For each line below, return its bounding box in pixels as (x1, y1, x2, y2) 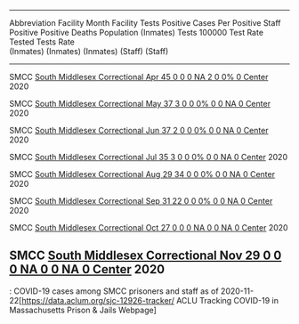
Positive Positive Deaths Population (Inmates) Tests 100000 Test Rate (9, 28, 264, 37)
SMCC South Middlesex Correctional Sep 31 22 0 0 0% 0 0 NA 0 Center (9, 196, 273, 206)
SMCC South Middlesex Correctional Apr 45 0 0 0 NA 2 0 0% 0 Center (9, 72, 269, 82)
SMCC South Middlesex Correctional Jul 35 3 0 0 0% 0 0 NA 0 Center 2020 (9, 152, 287, 162)
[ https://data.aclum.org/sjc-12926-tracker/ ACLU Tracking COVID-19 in (19, 295, 279, 305)
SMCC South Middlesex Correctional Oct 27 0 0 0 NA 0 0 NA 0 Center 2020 (9, 223, 288, 232)
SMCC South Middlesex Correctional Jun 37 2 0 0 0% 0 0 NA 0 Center (9, 126, 269, 135)
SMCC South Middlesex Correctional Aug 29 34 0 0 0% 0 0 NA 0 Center (9, 169, 276, 179)
